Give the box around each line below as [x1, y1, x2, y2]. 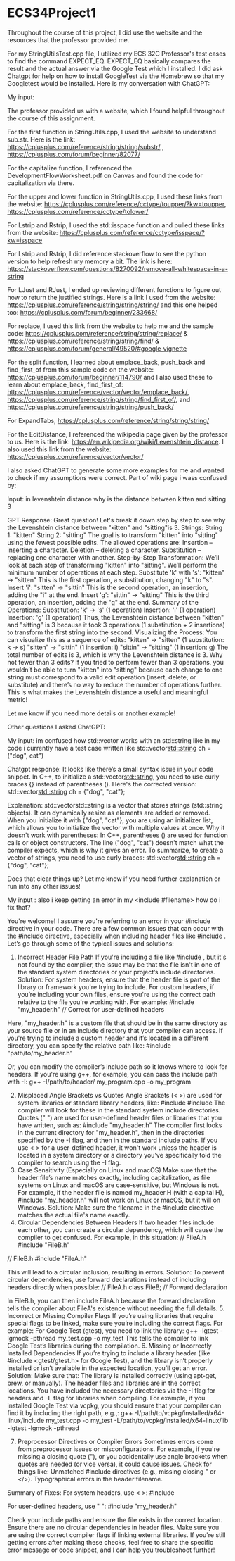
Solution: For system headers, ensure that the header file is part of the [17, 975, 221, 984]
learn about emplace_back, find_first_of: [7, 380, 123, 389]
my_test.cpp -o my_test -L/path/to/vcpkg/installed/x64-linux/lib [46, 1416, 229, 1424]
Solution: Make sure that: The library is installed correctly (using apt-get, [7, 1371, 217, 1379]
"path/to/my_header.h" [7, 1048, 73, 1057]
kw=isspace [7, 236, 43, 244]
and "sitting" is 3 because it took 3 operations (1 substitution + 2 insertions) [7, 620, 226, 629]
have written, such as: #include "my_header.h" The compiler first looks [17, 1121, 222, 1129]
